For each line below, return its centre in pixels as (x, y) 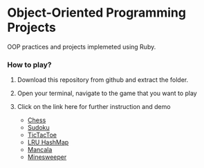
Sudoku (38, 128)
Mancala (40, 150)
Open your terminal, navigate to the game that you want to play (107, 93)
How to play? (29, 65)
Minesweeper (47, 157)
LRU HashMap (48, 142)
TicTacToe (42, 135)
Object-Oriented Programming (97, 13)
